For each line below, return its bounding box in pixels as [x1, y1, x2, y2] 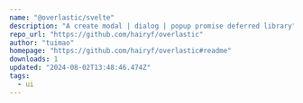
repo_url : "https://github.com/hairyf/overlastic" [9, 30, 204, 39]
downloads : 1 [9, 55, 59, 64]
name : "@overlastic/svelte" [9, 13, 115, 22]
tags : [9, 72, 30, 81]
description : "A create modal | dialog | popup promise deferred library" [9, 21, 297, 30]
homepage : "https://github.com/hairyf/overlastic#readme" [9, 47, 232, 56]
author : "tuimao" [9, 38, 75, 47]
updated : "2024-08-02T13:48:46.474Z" [9, 64, 151, 73]
